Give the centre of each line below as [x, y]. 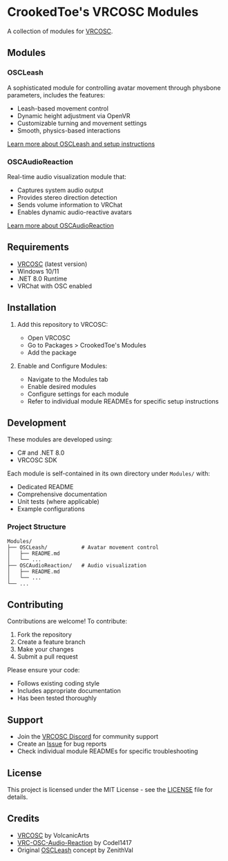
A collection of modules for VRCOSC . [60, 31]
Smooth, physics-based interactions [69, 130]
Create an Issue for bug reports [62, 744]
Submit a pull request [47, 656]
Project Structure [37, 527]
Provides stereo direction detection [67, 197]
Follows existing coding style [58, 683]
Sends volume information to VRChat [70, 205]
